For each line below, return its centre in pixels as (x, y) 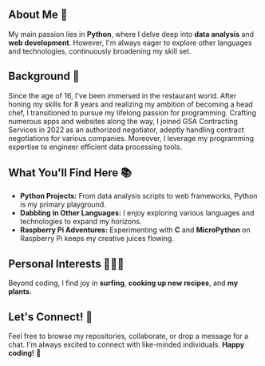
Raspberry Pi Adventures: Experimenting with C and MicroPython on (135, 230)
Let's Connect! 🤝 (51, 317)
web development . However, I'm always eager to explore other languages (131, 42)
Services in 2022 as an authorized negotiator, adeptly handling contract (126, 130)
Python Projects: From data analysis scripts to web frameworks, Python (138, 196)
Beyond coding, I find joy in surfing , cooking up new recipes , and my (123, 283)
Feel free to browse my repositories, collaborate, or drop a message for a (129, 336)
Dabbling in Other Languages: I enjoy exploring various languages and (137, 213)
